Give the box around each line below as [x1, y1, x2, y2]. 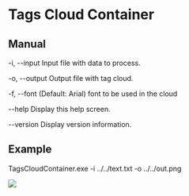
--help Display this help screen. [8, 105, 111, 113]
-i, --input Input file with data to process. [8, 58, 141, 67]
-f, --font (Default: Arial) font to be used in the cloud [8, 89, 178, 98]
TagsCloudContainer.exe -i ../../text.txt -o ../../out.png [8, 163, 182, 173]
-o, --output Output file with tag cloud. [8, 74, 134, 83]
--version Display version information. [8, 120, 132, 129]
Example [8, 143, 52, 156]
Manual [8, 37, 46, 51]
